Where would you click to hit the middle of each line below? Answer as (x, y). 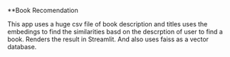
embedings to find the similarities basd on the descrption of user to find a (115, 32)
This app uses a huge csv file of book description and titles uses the (108, 24)
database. (22, 47)
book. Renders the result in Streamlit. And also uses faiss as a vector (108, 39)
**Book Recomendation (43, 10)
